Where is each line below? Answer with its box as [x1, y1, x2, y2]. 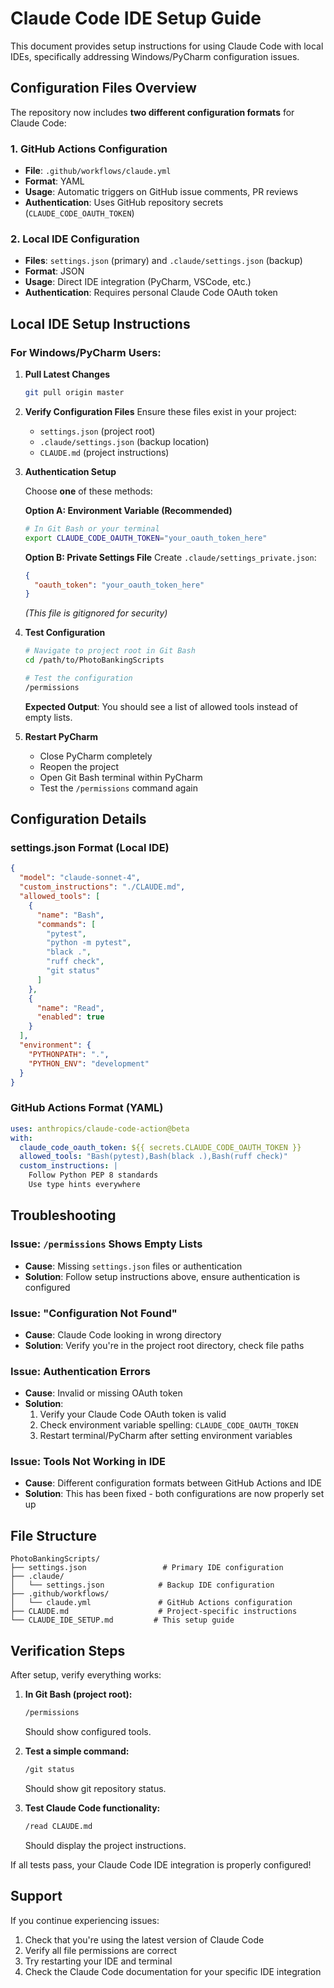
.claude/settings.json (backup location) [39, 435, 210, 447]
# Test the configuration [24, 673, 133, 684]
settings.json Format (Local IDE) [10, 841, 170, 855]
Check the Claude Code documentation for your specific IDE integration [24, 1965, 322, 1977]
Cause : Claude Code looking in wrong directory [24, 1328, 222, 1341]
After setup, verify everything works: [10, 1669, 162, 1681]
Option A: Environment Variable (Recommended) [24, 504, 233, 516]
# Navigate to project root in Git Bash [24, 646, 196, 656]
